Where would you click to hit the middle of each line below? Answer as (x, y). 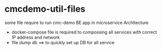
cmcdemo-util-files (45, 9)
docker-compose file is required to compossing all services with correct (84, 32)
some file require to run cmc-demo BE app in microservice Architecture (77, 23)
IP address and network (35, 37)
